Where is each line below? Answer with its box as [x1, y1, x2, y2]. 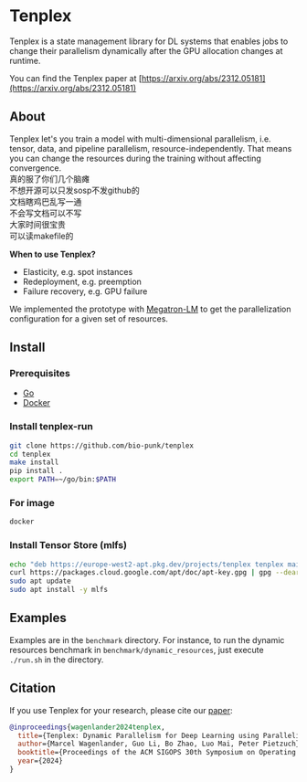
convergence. [9, 162, 62, 174]
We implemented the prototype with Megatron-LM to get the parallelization [9, 303, 291, 314]
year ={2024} [17, 756, 64, 766]
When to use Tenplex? [9, 248, 96, 259]
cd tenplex [9, 449, 51, 459]
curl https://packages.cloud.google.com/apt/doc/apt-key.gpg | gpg [9, 568, 272, 577]
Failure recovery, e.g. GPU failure [22, 285, 148, 297]
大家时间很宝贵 [9, 218, 66, 229]
